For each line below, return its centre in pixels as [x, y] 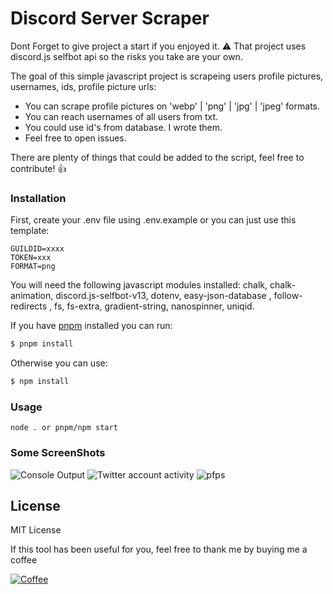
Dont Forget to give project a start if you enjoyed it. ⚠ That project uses [158, 46]
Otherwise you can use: [59, 363]
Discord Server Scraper [110, 18]
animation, [32, 296]
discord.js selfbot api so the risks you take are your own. [126, 56]
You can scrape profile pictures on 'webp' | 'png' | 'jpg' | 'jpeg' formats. [172, 106]
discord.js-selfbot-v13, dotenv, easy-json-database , [163, 296]
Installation [38, 198]
